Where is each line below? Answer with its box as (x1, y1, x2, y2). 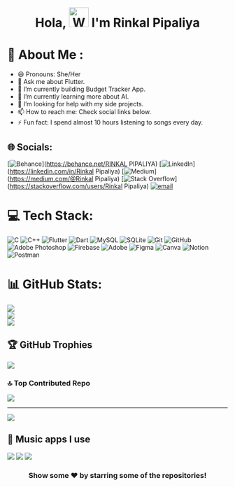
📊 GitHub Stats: (7, 276, 103, 292)
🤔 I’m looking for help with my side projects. (17, 100, 144, 108)
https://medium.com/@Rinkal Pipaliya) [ (9, 174, 124, 183)
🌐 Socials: (7, 141, 53, 153)
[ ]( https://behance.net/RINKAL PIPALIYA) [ (7, 160, 162, 168)
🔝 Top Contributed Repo (7, 378, 91, 388)
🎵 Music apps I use (7, 434, 91, 446)
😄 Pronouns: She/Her (17, 70, 81, 78)
